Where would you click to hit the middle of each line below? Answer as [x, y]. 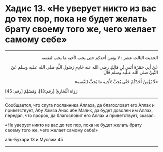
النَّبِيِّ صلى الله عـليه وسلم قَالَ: [130, 72]
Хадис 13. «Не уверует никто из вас [81, 9]
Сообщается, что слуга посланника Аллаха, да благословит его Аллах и [80, 105]
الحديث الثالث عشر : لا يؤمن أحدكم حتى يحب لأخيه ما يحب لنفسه [100, 57]
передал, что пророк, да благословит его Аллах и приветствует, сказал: [80, 115]
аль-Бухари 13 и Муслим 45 [34, 139]
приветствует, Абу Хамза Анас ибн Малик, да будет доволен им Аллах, [79, 110]
